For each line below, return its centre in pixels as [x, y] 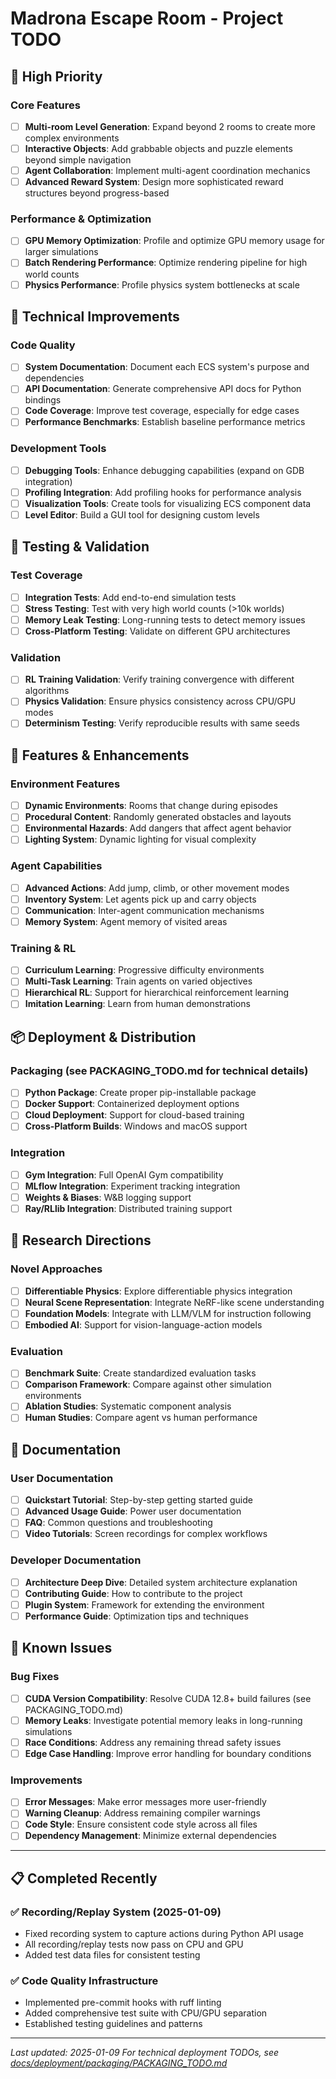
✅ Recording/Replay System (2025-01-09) [116, 1912]
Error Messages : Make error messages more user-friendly [145, 1802]
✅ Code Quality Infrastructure [84, 1981]
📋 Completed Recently [84, 1878]
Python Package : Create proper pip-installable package [140, 1093]
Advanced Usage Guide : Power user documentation [133, 1511]
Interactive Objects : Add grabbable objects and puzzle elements [158, 148]
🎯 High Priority [56, 76]
